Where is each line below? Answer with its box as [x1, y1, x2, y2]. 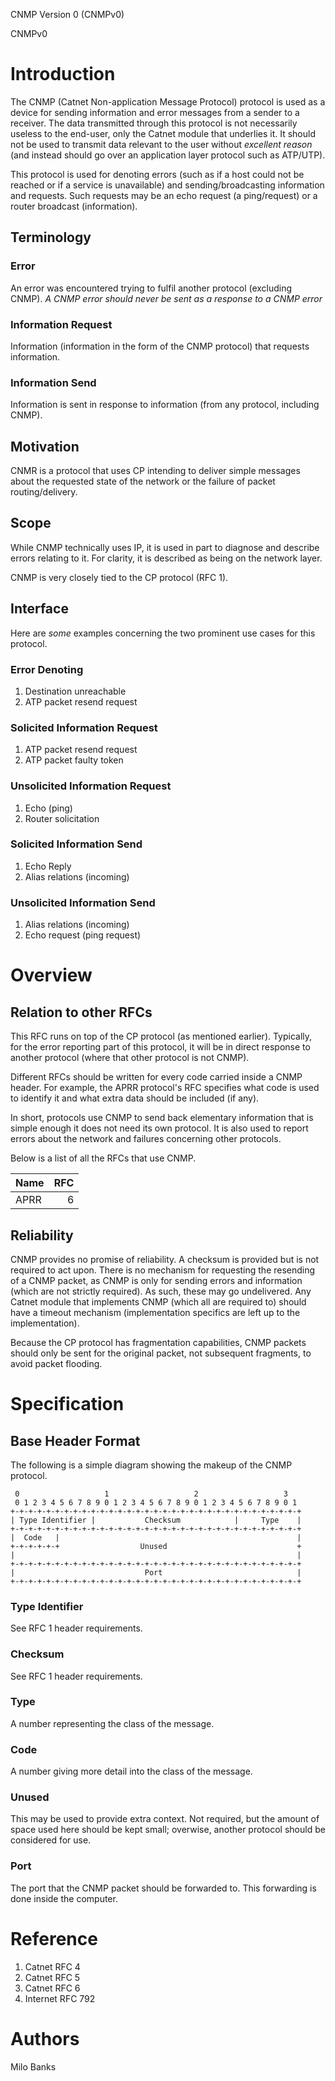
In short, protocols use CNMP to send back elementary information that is [10, 1112, 314, 1124]
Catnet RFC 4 [24, 1960, 81, 1973]
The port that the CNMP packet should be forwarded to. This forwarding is [10, 1882, 317, 1894]
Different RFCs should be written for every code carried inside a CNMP [10, 1071, 303, 1083]
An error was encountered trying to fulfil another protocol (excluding [10, 282, 293, 294]
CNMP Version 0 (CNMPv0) [10, 9, 125, 20]
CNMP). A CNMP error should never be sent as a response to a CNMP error [10, 292, 323, 304]
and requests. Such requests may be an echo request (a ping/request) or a [10, 189, 318, 201]
